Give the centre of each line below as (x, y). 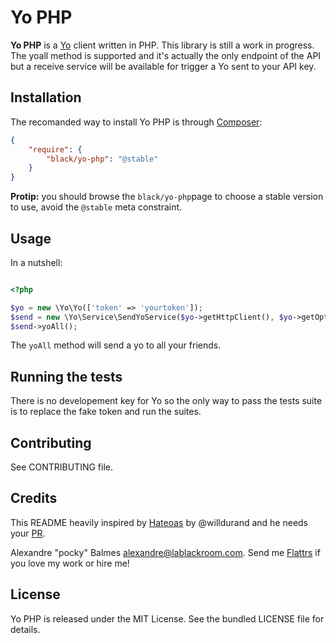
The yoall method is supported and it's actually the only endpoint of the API (166, 55)
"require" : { (55, 149)
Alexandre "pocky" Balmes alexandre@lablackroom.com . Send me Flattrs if (165, 552)
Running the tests (66, 376)
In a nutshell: (36, 262)
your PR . (28, 533)
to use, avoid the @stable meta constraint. (96, 207)
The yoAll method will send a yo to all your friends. (116, 345)
